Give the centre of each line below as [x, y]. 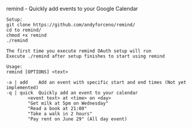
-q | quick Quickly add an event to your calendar [72, 93]
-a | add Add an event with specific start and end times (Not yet [96, 83]
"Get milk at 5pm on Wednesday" [68, 103]
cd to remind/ [24, 30]
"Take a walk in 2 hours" [60, 114]
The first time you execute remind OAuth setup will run [79, 51]
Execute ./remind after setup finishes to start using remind [85, 56]
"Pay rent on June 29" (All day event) [78, 119]
